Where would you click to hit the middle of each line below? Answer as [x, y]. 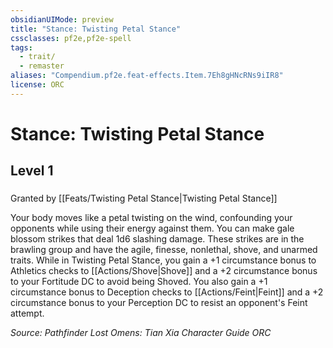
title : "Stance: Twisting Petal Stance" [96, 29]
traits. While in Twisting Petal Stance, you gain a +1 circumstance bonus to [163, 260]
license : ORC [37, 85]
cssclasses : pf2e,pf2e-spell [71, 38]
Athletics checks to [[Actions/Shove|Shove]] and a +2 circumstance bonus [164, 271]
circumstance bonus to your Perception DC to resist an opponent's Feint [159, 303]
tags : [21, 47]
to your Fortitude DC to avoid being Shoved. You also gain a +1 [139, 282]
